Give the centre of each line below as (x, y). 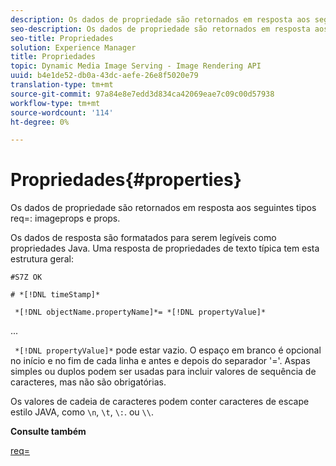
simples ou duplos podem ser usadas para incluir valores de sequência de (163, 372)
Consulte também (48, 432)
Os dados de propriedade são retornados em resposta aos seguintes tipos (163, 208)
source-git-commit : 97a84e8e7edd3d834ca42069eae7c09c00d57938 (142, 94)
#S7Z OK (26, 277)
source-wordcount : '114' (62, 112)
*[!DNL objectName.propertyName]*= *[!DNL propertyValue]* (140, 312)
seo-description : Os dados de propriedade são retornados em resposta (160, 29)
